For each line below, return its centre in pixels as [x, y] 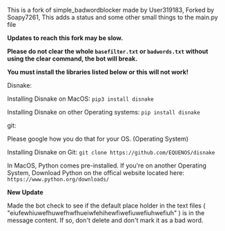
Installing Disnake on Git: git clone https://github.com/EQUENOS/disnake [111, 152]
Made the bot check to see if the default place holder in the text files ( [106, 205]
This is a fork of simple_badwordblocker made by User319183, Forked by [111, 10]
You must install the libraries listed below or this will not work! [98, 72]
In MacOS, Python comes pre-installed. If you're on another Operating [107, 165]
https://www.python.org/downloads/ [58, 179]
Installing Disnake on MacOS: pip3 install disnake [80, 99]
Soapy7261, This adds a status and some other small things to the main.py [113, 17]
